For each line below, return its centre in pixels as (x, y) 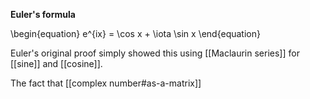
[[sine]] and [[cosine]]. (56, 63)
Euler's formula (43, 14)
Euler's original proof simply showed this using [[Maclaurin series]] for (155, 53)
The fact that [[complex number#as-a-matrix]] (106, 83)
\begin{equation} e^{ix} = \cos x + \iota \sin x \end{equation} (135, 33)
